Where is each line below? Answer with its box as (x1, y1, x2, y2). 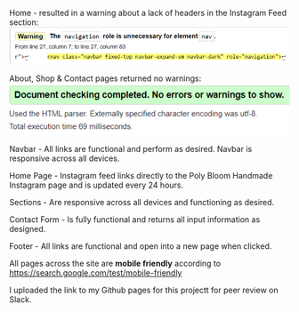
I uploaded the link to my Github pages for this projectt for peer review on (9, 284, 279, 296)
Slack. (9, 294, 32, 305)
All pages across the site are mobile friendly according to (9, 258, 221, 269)
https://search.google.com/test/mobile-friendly (9, 268, 182, 278)
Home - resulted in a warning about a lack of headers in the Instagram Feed (9, 8, 287, 18)
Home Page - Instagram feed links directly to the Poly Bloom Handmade (9, 171, 273, 181)
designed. (9, 224, 46, 235)
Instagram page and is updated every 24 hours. (9, 180, 184, 190)
